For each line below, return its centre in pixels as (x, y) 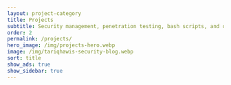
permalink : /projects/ (40, 39)
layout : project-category (44, 13)
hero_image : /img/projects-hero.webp (61, 45)
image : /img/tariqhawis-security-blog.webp (70, 52)
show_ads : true (29, 64)
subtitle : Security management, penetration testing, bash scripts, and (113, 26)
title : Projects (30, 20)
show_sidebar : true (35, 71)
